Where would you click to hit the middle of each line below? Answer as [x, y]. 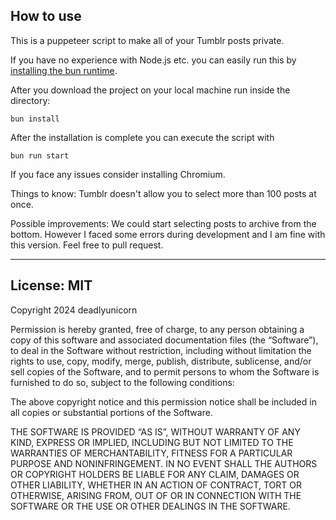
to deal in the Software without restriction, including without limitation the [161, 350]
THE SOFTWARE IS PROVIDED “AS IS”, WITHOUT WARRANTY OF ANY [155, 431]
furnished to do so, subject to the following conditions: [122, 382]
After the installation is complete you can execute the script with [142, 137]
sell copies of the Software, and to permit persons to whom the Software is [165, 371]
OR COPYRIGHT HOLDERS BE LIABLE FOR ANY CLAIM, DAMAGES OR [155, 474]
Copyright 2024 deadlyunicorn [74, 310]
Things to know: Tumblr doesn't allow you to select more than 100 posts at [163, 193]
